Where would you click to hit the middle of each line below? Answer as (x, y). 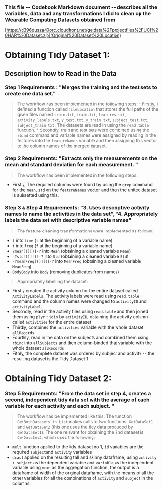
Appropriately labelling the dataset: (52, 281)
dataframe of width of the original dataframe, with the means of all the (83, 473)
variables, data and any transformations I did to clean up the (78, 13)
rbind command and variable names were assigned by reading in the (86, 135)
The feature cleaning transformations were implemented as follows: (85, 231)
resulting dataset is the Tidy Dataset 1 (50, 358)
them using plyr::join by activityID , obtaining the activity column (80, 317)
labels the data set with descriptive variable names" (68, 220)
